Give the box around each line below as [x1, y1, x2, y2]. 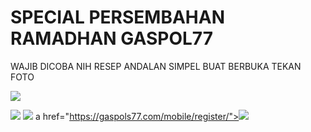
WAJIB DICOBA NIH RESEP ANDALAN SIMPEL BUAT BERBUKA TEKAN [10, 60, 302, 72]
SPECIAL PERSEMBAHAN [10, 6, 225, 29]
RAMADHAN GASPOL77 [10, 27, 213, 50]
